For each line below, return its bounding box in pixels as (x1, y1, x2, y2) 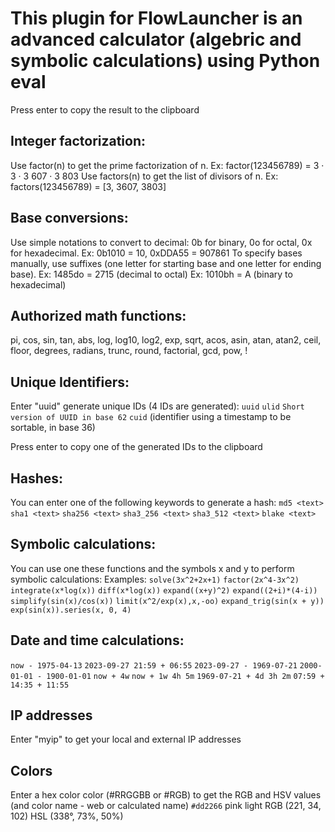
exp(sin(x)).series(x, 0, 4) (10, 605, 132, 615)
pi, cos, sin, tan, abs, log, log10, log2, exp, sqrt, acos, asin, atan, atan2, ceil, (10, 334, 322, 346)
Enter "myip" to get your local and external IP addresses (10, 733, 242, 746)
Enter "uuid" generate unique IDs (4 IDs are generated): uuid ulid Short (10, 400, 305, 412)
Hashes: (10, 470, 63, 487)
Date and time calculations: (10, 632, 185, 649)
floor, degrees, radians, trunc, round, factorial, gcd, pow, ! (10, 345, 248, 357)
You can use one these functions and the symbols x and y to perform (10, 562, 295, 574)
